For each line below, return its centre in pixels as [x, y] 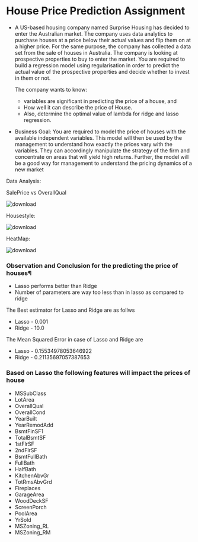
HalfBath [25, 469]
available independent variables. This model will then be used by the [98, 137]
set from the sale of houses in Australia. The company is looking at [96, 52]
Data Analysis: [24, 181]
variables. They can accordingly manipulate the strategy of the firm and [102, 151]
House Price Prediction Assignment [96, 11]
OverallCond [30, 412]
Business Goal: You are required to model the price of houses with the [100, 131]
